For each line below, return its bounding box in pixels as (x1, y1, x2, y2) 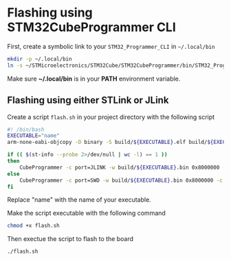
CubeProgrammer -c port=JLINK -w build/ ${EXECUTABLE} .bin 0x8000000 (19, 164, 220, 171)
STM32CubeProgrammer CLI (7, 19, 177, 35)
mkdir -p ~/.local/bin (7, 55, 72, 63)
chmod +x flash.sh (7, 222, 60, 229)
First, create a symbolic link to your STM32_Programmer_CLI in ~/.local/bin (7, 42, 215, 50)
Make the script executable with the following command (7, 209, 166, 218)
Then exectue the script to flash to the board (7, 235, 134, 243)
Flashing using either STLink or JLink (7, 94, 169, 106)
